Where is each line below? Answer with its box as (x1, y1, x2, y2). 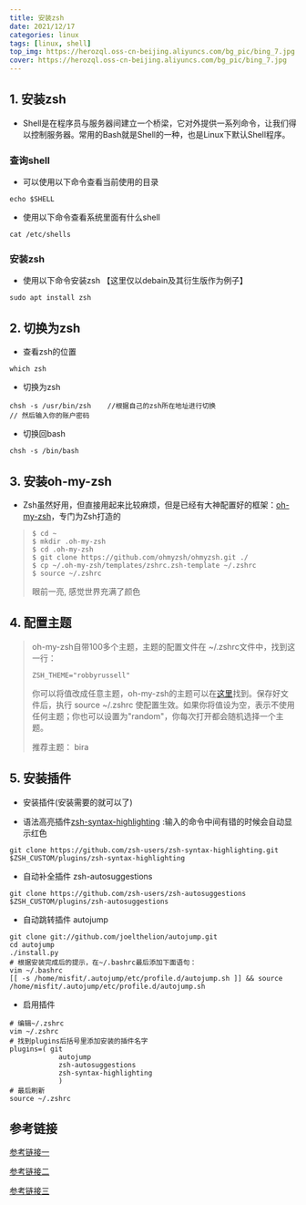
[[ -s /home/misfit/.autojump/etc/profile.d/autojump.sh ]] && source (9, 973, 283, 983)
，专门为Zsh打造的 (51, 511, 121, 522)
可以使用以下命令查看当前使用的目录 (22, 177, 159, 188)
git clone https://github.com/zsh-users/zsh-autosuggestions (9, 889, 247, 898)
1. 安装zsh (9, 92, 66, 108)
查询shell (9, 154, 50, 167)
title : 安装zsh (9, 13, 65, 23)
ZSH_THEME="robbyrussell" (31, 671, 130, 680)
